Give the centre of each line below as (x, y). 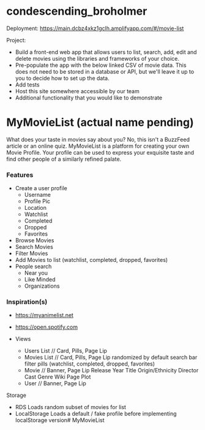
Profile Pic (37, 201)
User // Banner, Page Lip (55, 383)
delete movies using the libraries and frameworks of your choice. (97, 58)
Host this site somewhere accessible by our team (77, 91)
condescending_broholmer (77, 11)
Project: (16, 40)
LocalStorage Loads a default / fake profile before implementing (96, 414)
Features (20, 175)
